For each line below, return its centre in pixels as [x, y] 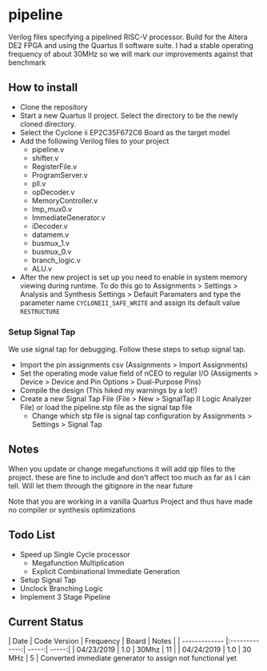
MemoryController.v [65, 200]
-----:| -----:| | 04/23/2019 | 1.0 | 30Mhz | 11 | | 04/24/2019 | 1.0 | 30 [139, 649]
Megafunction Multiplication [78, 563]
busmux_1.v [51, 243]
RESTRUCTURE [40, 311]
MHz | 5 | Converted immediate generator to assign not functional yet [123, 658]
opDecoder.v [53, 192]
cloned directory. [48, 124]
